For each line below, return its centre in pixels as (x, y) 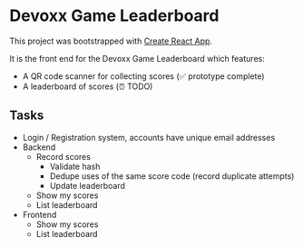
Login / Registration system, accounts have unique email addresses (149, 137)
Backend (39, 147)
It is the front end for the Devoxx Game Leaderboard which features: (137, 58)
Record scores (63, 156)
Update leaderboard (87, 185)
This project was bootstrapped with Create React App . (111, 41)
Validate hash (75, 166)
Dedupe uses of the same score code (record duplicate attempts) (172, 176)
